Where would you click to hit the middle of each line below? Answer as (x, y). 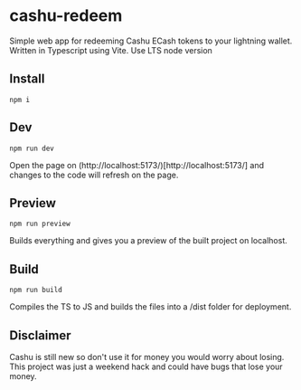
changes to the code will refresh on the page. (94, 175)
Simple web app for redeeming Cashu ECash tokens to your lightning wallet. (151, 41)
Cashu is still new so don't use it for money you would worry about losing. (147, 357)
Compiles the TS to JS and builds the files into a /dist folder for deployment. (150, 307)
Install (27, 79)
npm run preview (40, 224)
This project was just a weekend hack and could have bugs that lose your (146, 366)
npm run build (36, 290)
